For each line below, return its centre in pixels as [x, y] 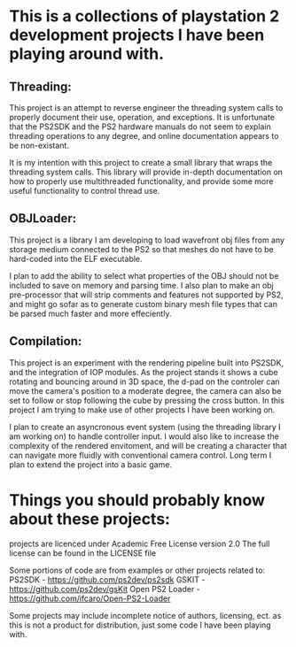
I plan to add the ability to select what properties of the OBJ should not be [144, 275]
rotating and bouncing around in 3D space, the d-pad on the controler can [145, 381]
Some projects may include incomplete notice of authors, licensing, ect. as [145, 615]
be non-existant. [39, 145]
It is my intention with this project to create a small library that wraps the [141, 162]
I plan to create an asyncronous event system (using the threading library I [145, 427]
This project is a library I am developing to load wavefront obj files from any [147, 240]
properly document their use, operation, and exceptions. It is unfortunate [142, 117]
